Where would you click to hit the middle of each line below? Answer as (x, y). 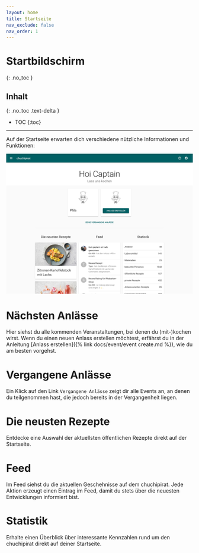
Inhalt (17, 96)
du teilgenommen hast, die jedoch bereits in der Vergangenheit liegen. (92, 398)
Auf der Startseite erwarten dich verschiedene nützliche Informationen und (98, 139)
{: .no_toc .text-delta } (33, 111)
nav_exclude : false (30, 25)
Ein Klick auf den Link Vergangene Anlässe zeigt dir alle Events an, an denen (98, 391)
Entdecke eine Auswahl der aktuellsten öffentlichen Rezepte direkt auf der (97, 438)
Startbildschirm (46, 61)
